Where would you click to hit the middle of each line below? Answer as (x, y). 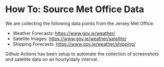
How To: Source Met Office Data (75, 9)
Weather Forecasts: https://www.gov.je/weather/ (64, 33)
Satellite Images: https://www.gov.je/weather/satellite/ (69, 39)
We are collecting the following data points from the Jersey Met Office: (80, 23)
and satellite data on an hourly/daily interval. (52, 59)
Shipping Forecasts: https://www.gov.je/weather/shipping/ (74, 44)
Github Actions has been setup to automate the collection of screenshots (82, 54)
